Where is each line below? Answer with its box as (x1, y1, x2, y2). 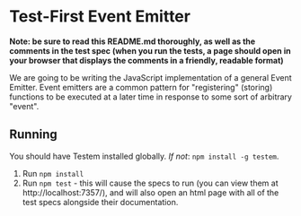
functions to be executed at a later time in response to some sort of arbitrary (9, 91, 292, 102)
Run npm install (22, 168, 84, 178)
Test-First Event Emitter (9, 6, 191, 27)
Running (9, 127, 58, 143)
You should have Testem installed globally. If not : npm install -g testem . (9, 151, 279, 161)
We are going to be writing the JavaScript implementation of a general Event (9, 72, 292, 82)
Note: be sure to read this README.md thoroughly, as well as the (9, 36, 256, 47)
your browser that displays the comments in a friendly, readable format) (9, 55, 285, 65)
